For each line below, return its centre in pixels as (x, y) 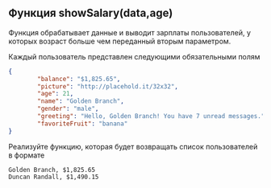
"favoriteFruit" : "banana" (83, 124)
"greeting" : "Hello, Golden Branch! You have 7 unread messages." (151, 116)
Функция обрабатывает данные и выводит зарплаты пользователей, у (130, 32)
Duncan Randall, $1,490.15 (54, 177)
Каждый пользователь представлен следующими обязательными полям (134, 56)
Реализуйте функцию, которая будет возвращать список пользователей (133, 146)
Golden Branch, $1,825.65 (52, 170)
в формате (27, 155)
